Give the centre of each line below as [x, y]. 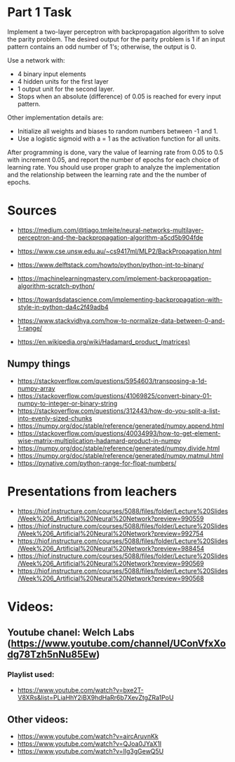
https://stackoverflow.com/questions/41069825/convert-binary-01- [115, 395]
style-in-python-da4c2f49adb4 [63, 307]
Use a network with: [36, 60]
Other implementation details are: [55, 118]
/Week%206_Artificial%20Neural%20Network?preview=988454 [111, 548]
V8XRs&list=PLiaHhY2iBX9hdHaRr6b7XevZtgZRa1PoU [95, 697]
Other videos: [38, 719]
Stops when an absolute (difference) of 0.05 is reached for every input [119, 96]
